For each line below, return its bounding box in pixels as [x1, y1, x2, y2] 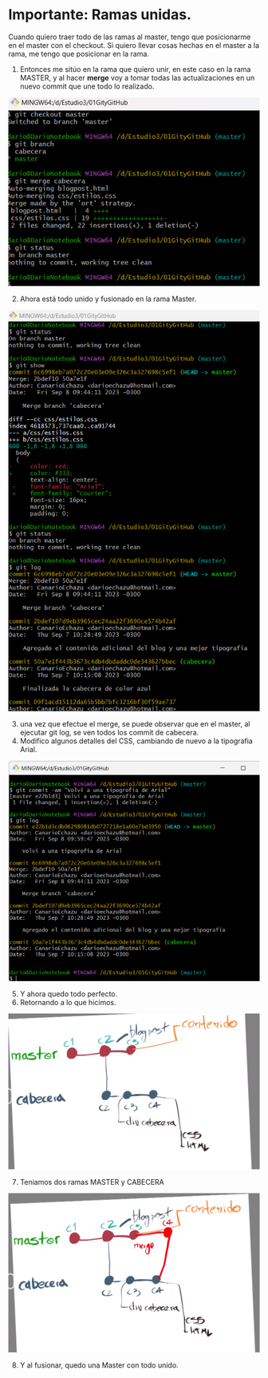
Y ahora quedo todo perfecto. [19, 989, 118, 999]
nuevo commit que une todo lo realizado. [19, 81, 155, 91]
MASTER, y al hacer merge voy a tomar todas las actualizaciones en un [19, 73, 255, 82]
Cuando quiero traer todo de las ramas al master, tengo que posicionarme [8, 32, 251, 42]
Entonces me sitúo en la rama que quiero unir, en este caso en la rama [19, 64, 251, 73]
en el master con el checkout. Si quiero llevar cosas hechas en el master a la [8, 40, 260, 49]
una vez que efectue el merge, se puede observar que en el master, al [19, 719, 250, 728]
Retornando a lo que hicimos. [19, 998, 117, 1008]
